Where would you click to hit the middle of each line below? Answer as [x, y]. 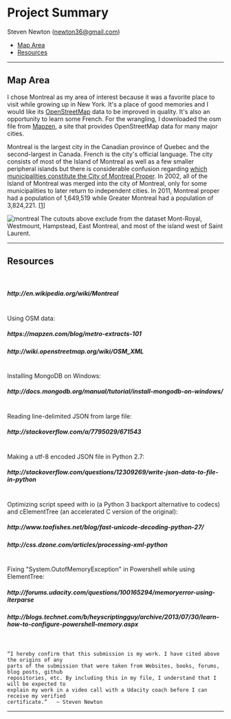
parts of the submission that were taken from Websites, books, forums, [113, 666]
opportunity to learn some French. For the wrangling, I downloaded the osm [114, 119]
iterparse [21, 599]
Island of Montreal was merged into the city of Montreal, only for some [107, 183]
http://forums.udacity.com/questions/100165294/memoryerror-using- [111, 592]
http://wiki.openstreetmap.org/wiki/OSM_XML [76, 351]
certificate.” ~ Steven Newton [55, 703]
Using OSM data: [31, 318]
